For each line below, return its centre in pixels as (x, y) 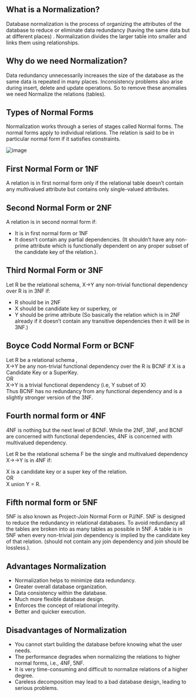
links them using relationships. (43, 42)
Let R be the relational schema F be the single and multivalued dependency (97, 454)
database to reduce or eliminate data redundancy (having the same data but (98, 30)
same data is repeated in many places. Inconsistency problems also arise (94, 81)
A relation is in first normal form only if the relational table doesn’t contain (95, 183)
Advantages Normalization (56, 566)
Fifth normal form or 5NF (52, 502)
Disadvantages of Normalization (67, 630)
